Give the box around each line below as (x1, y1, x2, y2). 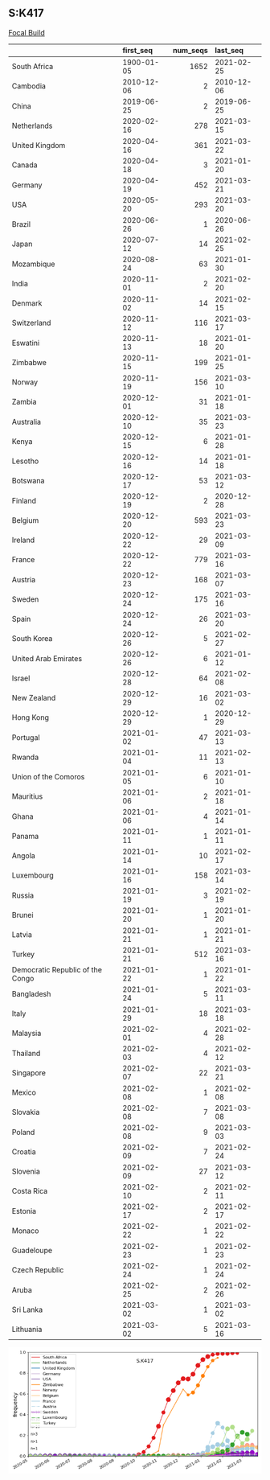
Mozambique (11, 259, 55, 269)
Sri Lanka (11, 1305, 43, 1314)
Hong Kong (11, 713, 50, 722)
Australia (11, 417, 42, 426)
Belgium (11, 515, 39, 525)
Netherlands (11, 121, 53, 130)
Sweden (11, 594, 39, 604)
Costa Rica (11, 1186, 48, 1196)
